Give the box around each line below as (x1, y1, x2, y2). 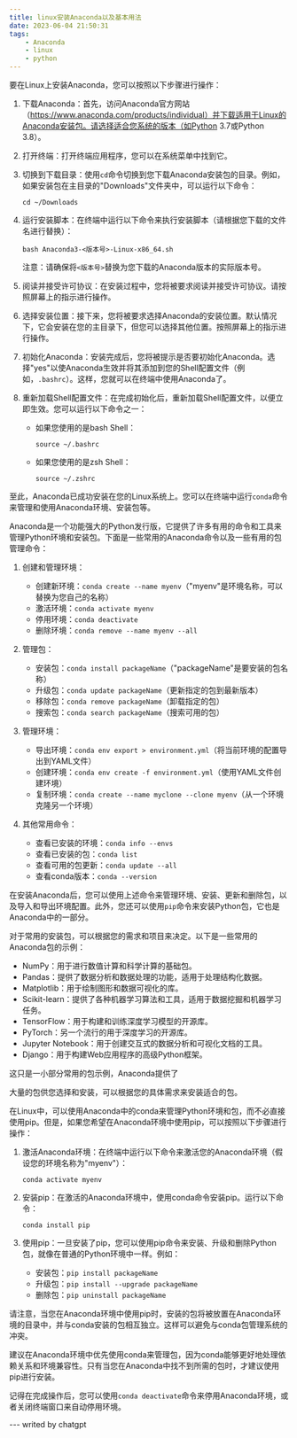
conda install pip (21, 1221, 90, 1230)
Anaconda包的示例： (9, 942, 86, 952)
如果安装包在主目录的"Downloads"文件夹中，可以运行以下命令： (21, 181, 257, 190)
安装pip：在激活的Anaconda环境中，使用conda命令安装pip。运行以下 (21, 1193, 277, 1202)
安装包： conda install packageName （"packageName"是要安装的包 (35, 663, 281, 673)
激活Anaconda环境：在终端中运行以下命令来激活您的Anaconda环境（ (21, 1147, 276, 1157)
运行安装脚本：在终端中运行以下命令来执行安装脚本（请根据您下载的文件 (21, 214, 286, 225)
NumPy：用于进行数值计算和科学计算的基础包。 (21, 960, 197, 971)
